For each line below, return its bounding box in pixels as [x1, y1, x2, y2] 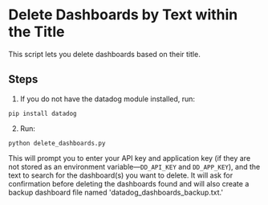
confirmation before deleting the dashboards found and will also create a [8, 178, 250, 188]
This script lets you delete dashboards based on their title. [8, 49, 201, 59]
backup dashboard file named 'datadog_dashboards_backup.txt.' [8, 187, 223, 197]
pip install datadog [8, 109, 78, 117]
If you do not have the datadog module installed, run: [19, 94, 195, 104]
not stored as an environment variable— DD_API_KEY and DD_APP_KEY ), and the [8, 162, 261, 171]
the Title [8, 23, 65, 41]
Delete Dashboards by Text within [8, 6, 238, 24]
